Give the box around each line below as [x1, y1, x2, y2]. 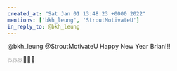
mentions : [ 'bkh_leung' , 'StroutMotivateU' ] [7, 17, 140, 24]
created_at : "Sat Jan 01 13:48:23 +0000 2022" [7, 10, 146, 17]
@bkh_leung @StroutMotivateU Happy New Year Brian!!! [7, 42, 171, 51]
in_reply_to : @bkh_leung [7, 23, 80, 30]
